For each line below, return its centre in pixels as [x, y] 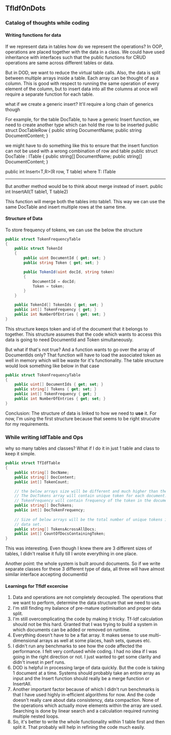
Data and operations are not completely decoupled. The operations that [88, 597]
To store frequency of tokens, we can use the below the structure [74, 230]
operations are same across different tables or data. [60, 63]
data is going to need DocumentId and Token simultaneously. [69, 339]
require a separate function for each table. [50, 94]
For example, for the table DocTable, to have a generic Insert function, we [82, 119]
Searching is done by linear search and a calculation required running [85, 711]
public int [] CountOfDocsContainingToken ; [60, 534]
